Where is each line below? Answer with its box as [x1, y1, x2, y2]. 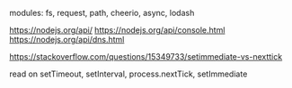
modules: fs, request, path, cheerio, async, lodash [9, 8, 195, 18]
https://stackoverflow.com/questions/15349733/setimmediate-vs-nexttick [9, 52, 283, 61]
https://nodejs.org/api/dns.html [9, 35, 125, 44]
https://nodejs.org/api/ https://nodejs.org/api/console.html [9, 25, 226, 35]
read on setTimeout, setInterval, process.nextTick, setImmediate [9, 68, 248, 79]
